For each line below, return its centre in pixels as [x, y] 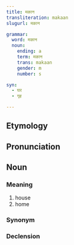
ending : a [29, 51]
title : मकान [20, 12]
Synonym [20, 220]
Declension [23, 236]
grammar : [17, 34]
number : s [29, 74]
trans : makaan [35, 62]
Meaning [20, 185]
